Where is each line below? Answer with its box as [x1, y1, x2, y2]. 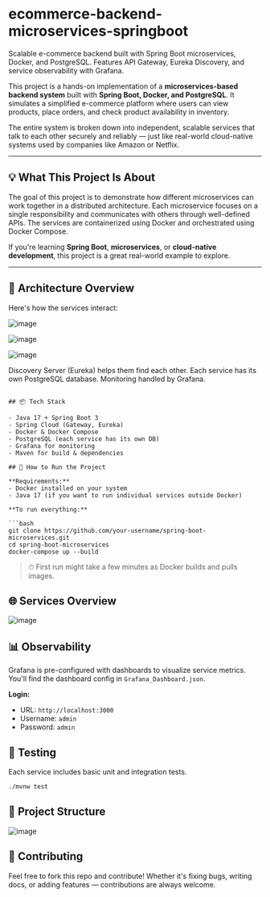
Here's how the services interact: [8, 303, 118, 313]
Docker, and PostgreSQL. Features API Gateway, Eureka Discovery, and [8, 57, 245, 67]
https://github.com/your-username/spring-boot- [43, 526, 207, 534]
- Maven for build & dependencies [8, 449, 125, 457]
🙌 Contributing [8, 849, 84, 863]
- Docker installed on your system [8, 484, 128, 492]
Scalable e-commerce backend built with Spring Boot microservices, [8, 48, 236, 58]
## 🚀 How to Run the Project [8, 463, 106, 471]
